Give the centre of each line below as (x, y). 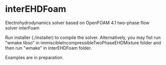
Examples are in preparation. (34, 57)
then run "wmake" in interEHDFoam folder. (49, 48)
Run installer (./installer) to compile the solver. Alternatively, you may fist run (83, 37)
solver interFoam (22, 28)
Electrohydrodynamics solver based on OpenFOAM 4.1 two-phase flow (77, 23)
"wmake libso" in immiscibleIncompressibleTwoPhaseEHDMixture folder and (83, 42)
